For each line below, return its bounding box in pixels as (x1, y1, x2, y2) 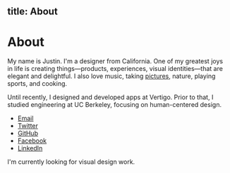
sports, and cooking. (7, 79, 68, 88)
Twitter (17, 122, 39, 130)
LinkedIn (17, 144, 43, 153)
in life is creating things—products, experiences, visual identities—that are (7, 65, 224, 73)
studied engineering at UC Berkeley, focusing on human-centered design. (7, 101, 222, 109)
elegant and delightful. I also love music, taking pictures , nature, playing (7, 72, 216, 80)
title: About (7, 6, 58, 18)
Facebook (17, 136, 47, 145)
